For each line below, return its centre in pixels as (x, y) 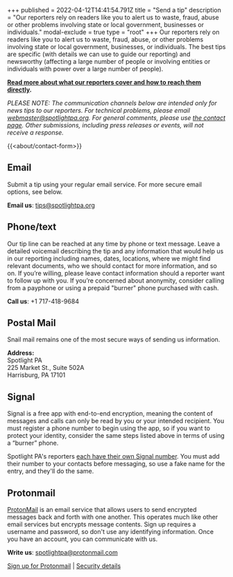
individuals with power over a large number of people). (85, 69)
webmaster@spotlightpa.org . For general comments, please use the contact (116, 118)
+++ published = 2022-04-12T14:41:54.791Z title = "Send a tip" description (114, 10)
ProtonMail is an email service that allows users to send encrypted (102, 510)
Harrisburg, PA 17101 (36, 375)
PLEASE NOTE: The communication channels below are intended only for (112, 103)
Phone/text (32, 227)
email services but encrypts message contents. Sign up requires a (102, 524)
